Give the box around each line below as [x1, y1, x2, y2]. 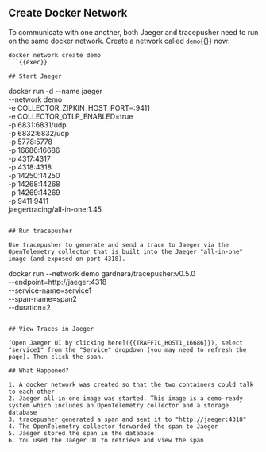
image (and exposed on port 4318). [8, 255, 126, 263]
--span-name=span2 [8, 294, 78, 303]
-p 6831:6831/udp [8, 119, 67, 130]
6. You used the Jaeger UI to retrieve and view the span [8, 436, 204, 444]
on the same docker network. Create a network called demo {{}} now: [8, 36, 230, 45]
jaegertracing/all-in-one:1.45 [8, 205, 102, 214]
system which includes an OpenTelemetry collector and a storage [8, 401, 229, 409]
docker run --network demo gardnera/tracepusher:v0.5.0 [8, 268, 196, 278]
